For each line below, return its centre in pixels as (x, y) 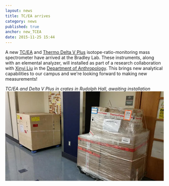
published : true (22, 27)
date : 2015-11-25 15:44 (30, 37)
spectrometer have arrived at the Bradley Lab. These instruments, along (80, 57)
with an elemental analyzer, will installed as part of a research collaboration (83, 63)
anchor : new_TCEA (23, 32)
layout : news (19, 11)
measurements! (21, 79)
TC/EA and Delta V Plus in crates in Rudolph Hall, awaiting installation (78, 89)
